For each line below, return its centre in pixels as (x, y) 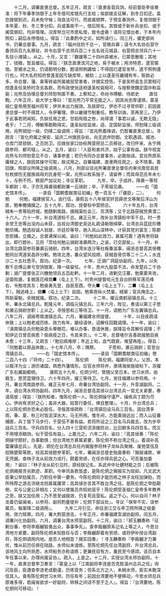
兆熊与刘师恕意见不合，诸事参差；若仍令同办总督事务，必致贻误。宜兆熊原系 (83, 156)
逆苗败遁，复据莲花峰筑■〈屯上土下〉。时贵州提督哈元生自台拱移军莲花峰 (80, 279)
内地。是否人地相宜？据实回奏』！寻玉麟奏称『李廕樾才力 (94, 539)
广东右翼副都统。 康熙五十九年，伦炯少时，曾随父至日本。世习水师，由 (82, 372)
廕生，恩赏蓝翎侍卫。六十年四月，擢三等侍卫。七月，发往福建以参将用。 (79, 378)
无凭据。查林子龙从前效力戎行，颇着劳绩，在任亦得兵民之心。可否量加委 (79, 458)
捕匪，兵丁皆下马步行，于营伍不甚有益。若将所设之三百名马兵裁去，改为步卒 (83, 421)
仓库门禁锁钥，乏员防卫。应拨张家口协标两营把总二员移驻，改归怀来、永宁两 (83, 143)
